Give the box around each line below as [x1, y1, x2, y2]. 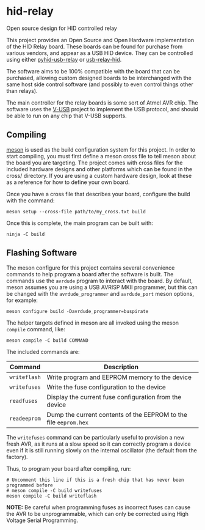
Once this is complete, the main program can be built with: [6, 219, 154, 227]
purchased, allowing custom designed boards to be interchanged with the [6, 74, 192, 81]
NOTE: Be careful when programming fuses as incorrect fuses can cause [6, 503, 191, 511]
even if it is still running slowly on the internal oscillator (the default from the [6, 446, 197, 454]
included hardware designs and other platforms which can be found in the [6, 165, 193, 172]
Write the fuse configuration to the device [46, 383, 166, 391]
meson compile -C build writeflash [6, 493, 97, 499]
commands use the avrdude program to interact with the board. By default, [6, 277, 193, 284]
